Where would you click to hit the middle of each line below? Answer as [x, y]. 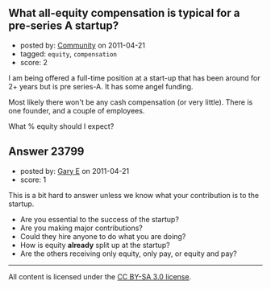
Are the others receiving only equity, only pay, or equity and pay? [128, 254]
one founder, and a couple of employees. [77, 110]
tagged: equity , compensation [69, 54]
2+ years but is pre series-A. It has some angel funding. [101, 86]
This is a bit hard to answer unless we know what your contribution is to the [134, 195]
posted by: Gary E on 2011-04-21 [75, 171]
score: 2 [34, 62]
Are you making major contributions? [81, 228]
